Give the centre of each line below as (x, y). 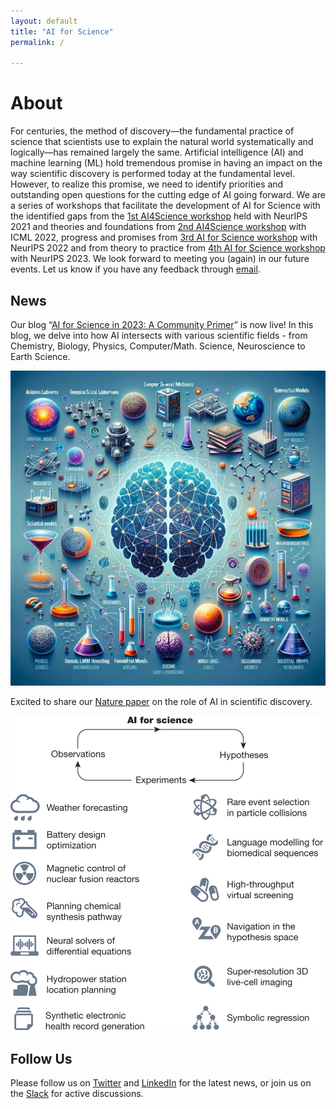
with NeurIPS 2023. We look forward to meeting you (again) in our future (160, 259)
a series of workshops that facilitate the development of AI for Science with (165, 206)
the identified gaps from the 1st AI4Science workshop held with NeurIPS (159, 216)
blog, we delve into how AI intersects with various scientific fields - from (159, 335)
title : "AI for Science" (62, 31)
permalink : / (37, 42)
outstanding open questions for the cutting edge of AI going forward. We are (168, 195)
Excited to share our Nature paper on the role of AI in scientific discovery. (161, 701)
